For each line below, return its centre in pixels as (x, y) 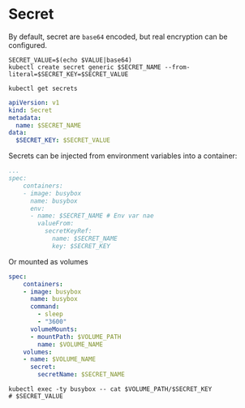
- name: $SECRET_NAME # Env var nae (92, 216)
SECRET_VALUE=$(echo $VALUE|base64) (70, 60)
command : (45, 307)
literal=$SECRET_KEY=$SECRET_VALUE (69, 74)
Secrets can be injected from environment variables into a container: (123, 156)
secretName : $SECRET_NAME (82, 375)
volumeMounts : (54, 329)
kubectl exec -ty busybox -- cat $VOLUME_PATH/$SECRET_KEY (110, 389)
